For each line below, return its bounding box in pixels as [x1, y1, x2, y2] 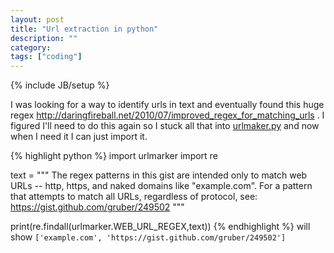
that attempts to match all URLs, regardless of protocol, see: [10, 191, 258, 203]
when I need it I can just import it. [10, 131, 148, 143]
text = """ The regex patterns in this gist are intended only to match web [10, 169, 308, 181]
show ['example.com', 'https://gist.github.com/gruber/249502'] [10, 231, 287, 243]
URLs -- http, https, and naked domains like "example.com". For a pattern [10, 180, 313, 192]
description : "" [10, 33, 78, 43]
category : [10, 42, 52, 53]
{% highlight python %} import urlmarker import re [10, 150, 218, 162]
